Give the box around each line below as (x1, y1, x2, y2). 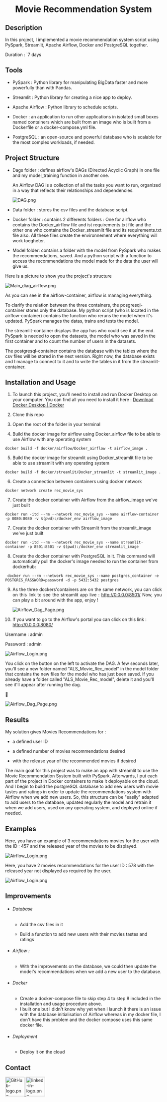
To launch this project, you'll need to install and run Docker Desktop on (12, 391, 158, 398)
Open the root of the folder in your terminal (12, 421, 101, 428)
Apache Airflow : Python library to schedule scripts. (12, 104, 118, 110)
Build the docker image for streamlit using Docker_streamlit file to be (12, 455, 153, 461)
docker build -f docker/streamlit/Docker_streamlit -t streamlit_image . (5, 470, 162, 475)
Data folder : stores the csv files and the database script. (12, 206, 129, 213)
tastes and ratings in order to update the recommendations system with (5, 789, 152, 795)
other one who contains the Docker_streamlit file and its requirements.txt (12, 227, 162, 233)
